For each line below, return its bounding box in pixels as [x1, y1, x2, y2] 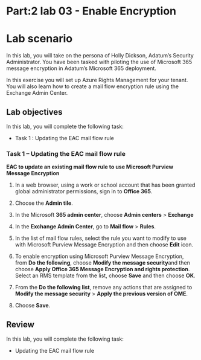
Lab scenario [6, 32, 73, 46]
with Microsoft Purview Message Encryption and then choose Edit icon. [14, 241, 194, 248]
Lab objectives [6, 107, 63, 117]
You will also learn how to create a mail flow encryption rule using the [6, 83, 179, 90]
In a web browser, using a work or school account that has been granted [14, 181, 196, 188]
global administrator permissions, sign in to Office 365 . [14, 188, 153, 195]
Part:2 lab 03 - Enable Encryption [6, 4, 177, 18]
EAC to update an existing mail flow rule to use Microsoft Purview [6, 163, 174, 170]
